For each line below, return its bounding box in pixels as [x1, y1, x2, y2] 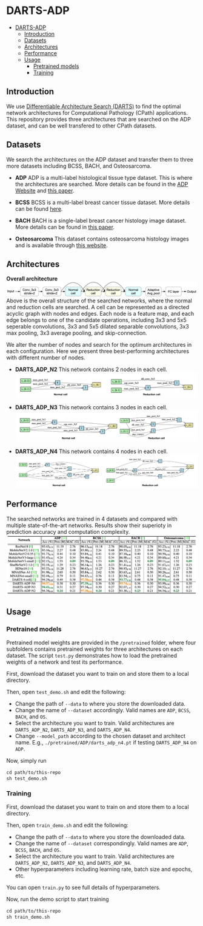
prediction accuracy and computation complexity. [6, 528, 130, 535]
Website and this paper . [15, 186, 75, 194]
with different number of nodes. [6, 353, 86, 361]
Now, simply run [6, 757, 47, 764]
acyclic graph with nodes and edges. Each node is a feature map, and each [6, 310, 195, 317]
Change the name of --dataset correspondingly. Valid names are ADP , [15, 839, 189, 847]
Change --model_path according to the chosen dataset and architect [15, 732, 186, 740]
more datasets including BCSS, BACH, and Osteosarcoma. [6, 162, 151, 169]
